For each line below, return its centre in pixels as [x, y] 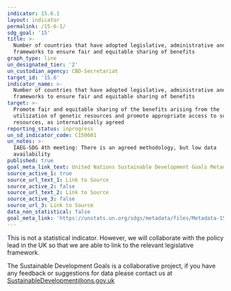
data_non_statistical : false [49, 212]
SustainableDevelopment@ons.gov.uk [61, 280]
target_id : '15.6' [33, 77]
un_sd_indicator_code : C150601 [52, 135]
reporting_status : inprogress [51, 129]
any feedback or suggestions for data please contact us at [90, 273]
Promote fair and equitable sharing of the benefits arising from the [117, 109]
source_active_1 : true [40, 173]
